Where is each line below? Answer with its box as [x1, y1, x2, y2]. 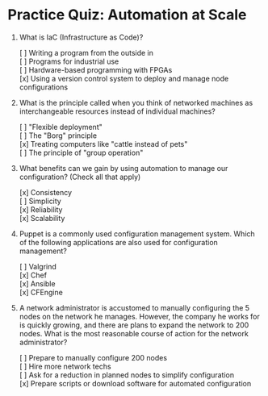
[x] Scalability [19, 213, 65, 223]
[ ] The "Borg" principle [19, 131, 98, 140]
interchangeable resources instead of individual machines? [19, 106, 216, 116]
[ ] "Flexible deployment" [19, 122, 103, 131]
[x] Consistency [19, 187, 73, 197]
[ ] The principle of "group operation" [19, 148, 144, 157]
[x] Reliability [19, 204, 63, 215]
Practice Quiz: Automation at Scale [7, 6, 247, 24]
